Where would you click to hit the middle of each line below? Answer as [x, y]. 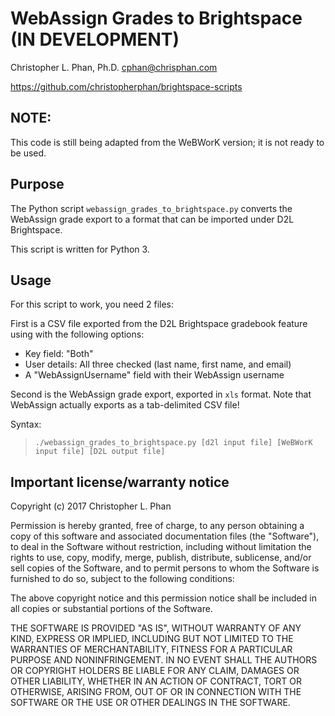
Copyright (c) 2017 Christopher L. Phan [91, 506]
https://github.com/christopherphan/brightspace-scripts [126, 86]
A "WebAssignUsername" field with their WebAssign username [154, 375]
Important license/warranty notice [120, 482]
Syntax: [26, 424]
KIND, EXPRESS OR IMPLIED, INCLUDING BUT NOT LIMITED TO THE [152, 639]
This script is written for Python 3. [80, 249]
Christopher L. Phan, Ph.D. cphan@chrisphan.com [114, 67]
